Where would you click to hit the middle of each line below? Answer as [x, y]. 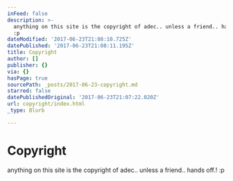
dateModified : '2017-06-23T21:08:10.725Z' [69, 40]
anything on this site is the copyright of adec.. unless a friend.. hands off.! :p [116, 170]
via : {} [18, 71]
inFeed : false [28, 14]
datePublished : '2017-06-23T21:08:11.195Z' [71, 46]
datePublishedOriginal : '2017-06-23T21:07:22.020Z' [83, 98]
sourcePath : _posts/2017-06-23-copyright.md [72, 85]
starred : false [29, 91]
